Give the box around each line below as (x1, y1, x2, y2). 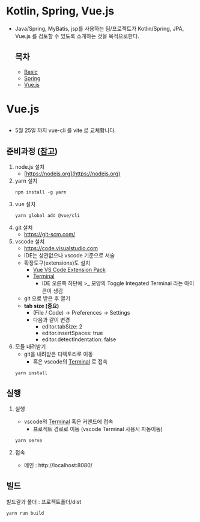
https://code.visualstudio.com (23, 245, 98, 252)
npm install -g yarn (14, 189, 67, 195)
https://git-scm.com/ (23, 231, 76, 238)
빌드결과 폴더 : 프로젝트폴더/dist (6, 498, 82, 505)
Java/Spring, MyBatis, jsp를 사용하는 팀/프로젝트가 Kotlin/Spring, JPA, (14, 25, 184, 32)
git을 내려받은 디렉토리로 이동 (23, 351, 93, 358)
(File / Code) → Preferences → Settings (32, 309, 130, 316)
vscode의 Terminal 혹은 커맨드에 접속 (23, 418, 114, 425)
